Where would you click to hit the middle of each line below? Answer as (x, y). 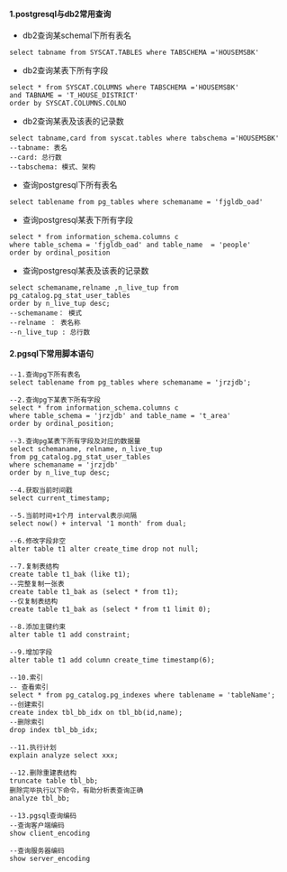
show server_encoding (50, 859)
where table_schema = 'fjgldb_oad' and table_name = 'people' (130, 245)
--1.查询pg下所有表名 (45, 375)
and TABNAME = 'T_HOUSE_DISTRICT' (74, 96)
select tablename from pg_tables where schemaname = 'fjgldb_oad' (136, 202)
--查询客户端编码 (37, 826)
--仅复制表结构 (34, 602)
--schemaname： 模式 (46, 313)
